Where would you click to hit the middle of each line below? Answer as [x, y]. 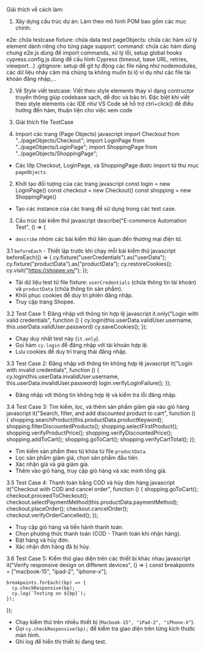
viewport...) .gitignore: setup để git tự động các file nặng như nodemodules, [102, 66]
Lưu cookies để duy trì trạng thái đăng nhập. [71, 352]
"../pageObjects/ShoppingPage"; [56, 154]
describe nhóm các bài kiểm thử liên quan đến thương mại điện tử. [99, 239]
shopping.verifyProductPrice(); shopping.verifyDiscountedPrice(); [89, 433]
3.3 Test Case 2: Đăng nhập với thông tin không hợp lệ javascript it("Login [99, 364]
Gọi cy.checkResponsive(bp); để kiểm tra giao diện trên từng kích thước [105, 629]
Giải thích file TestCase [44, 122]
